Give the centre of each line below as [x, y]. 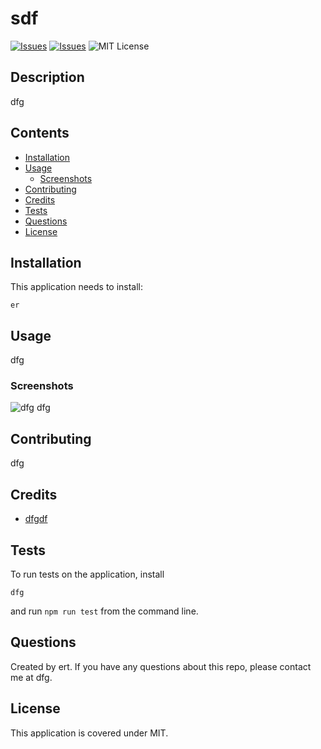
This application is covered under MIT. [89, 733]
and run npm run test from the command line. [104, 611]
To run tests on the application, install [87, 574]
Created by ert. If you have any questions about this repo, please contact [161, 666]
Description [47, 77]
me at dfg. [31, 677]
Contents [40, 133]
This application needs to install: [77, 287]
